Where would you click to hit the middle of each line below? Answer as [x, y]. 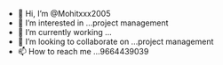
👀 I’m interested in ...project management [93, 23]
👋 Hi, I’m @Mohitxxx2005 [64, 14]
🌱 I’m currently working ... [65, 32]
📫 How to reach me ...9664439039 [83, 51]
